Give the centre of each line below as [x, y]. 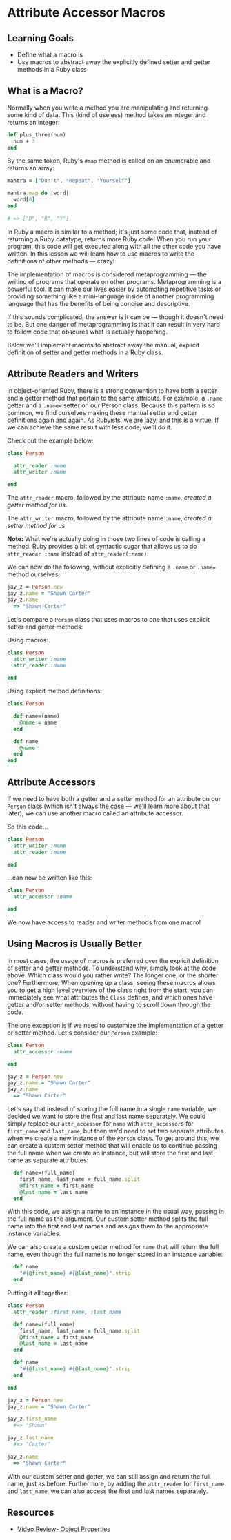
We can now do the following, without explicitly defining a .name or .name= [111, 567]
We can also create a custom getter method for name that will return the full [113, 1247]
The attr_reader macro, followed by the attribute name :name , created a [109, 498]
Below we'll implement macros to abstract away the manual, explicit [103, 345]
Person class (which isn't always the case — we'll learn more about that [109, 806]
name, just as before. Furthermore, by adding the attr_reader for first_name [116, 1483]
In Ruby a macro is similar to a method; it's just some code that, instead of [112, 232]
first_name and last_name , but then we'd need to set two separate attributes [115, 1131]
